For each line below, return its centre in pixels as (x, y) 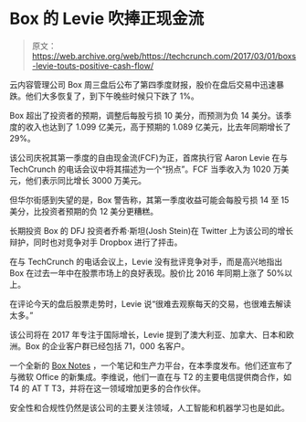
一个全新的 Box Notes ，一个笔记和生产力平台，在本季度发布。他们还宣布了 (151, 365)
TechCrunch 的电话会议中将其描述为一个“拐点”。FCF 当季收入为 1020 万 (145, 169)
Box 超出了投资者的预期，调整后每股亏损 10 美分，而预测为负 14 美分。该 (147, 115)
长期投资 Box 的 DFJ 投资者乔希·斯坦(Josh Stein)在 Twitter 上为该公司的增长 (152, 230)
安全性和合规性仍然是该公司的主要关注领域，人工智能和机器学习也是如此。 (149, 407)
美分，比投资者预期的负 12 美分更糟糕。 (84, 211)
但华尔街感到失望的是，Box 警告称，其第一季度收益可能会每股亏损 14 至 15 (149, 200)
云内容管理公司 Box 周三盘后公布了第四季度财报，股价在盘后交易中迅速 (143, 84)
